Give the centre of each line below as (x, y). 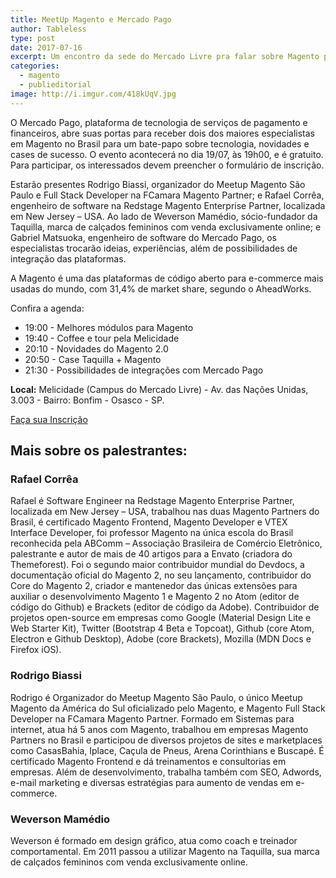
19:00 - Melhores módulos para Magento (109, 327)
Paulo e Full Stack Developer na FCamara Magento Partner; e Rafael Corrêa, (167, 195)
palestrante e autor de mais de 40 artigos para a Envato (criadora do (151, 554)
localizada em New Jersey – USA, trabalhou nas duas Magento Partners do (165, 512)
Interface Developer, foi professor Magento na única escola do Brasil (152, 533)
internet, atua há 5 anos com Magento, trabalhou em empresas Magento (159, 729)
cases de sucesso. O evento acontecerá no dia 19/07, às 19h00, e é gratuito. (167, 154)
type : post (33, 38)
